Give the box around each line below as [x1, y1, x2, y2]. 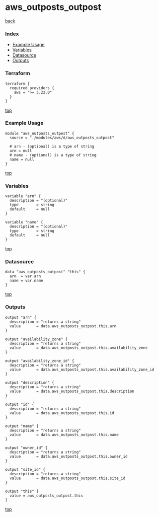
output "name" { [5, 424, 39, 429]
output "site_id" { [5, 467, 46, 472]
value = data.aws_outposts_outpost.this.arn [9, 323, 117, 329]
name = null [9, 157, 35, 162]
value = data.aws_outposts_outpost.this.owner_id [9, 454, 128, 459]
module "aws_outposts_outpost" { [5, 131, 75, 136]
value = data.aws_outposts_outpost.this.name [9, 432, 119, 437]
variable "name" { [5, 220, 43, 225]
